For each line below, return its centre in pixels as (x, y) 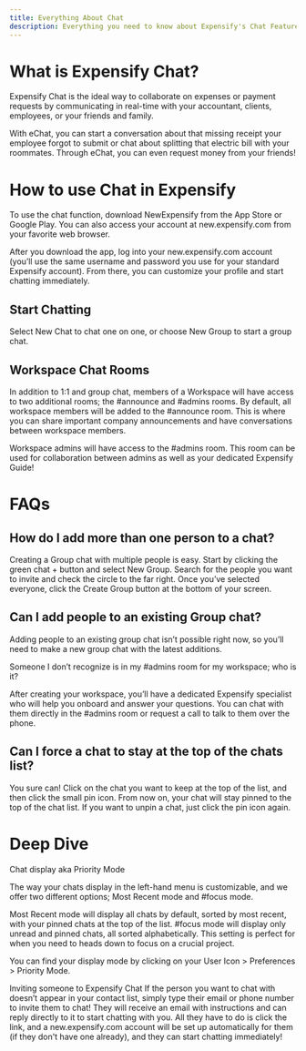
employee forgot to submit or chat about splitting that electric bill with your (149, 143)
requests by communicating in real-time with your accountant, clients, (141, 107)
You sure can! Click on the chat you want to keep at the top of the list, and (148, 788)
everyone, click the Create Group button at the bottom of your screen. (140, 589)
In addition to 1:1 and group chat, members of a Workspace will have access (152, 392)
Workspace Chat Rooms (80, 370)
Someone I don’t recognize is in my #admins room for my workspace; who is (153, 667)
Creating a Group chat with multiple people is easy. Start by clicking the (144, 560)
